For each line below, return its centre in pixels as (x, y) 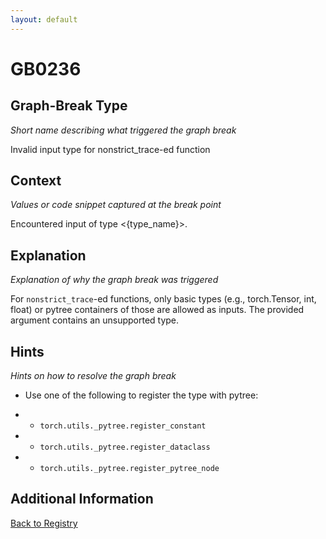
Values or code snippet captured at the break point (116, 205)
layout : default (44, 19)
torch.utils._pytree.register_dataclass (125, 447)
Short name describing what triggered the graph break (123, 130)
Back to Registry (44, 523)
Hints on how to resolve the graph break (93, 376)
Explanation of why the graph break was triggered (114, 280)
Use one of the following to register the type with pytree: (141, 395)
